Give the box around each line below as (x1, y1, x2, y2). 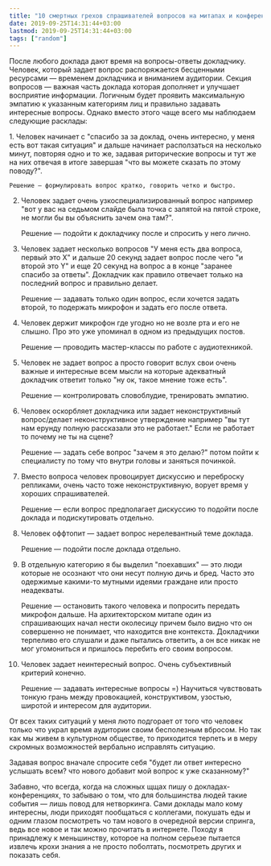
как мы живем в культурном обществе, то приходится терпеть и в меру (9, 734, 258, 744)
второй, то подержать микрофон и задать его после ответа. (20, 303, 228, 313)
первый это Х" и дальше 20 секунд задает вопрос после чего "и (20, 253, 244, 263)
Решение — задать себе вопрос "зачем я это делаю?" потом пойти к (20, 448, 260, 458)
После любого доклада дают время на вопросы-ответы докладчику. (9, 56, 246, 66)
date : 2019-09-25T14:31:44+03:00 (9, 19, 121, 27)
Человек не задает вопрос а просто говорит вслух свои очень (20, 358, 236, 367)
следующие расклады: (9, 116, 88, 126)
